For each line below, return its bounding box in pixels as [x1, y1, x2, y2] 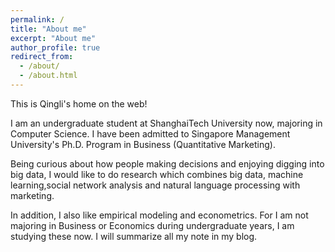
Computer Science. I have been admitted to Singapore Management [10, 127, 291, 140]
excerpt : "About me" [10, 33, 97, 43]
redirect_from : [10, 52, 74, 62]
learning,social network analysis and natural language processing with [10, 179, 301, 191]
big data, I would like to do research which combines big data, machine [10, 168, 304, 180]
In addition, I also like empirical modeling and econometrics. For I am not [10, 209, 309, 221]
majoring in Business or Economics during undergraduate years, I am [10, 219, 295, 231]
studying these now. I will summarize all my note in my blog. [10, 230, 258, 242]
